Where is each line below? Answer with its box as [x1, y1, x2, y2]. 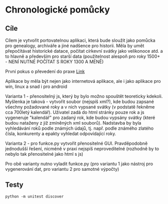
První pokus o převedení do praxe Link [5, 68, 85, 74]
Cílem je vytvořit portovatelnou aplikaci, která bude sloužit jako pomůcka [5, 37, 155, 43]
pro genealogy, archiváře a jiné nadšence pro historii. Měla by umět [5, 43, 144, 49]
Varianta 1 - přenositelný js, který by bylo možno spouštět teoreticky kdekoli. [5, 93, 163, 99]
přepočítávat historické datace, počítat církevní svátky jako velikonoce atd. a [5, 48, 163, 54]
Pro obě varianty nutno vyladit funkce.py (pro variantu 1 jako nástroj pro [5, 161, 153, 167]
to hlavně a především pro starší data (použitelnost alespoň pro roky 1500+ [5, 53, 160, 59]
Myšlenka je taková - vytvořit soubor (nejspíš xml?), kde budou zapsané [5, 98, 154, 105]
